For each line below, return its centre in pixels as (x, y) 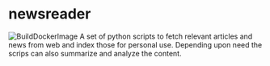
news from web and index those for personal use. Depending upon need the (135, 44)
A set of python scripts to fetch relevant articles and (166, 36)
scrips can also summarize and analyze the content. (95, 53)
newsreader (50, 14)
